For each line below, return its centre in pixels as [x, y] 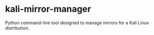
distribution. [17, 28]
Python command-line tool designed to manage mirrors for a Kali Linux [77, 23]
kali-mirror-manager [48, 9]
